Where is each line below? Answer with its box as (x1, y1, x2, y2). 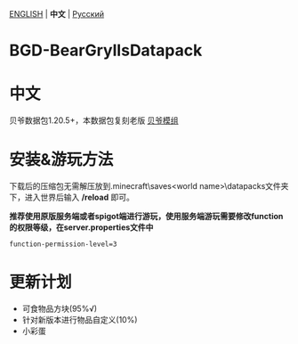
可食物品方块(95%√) (21, 303, 98, 314)
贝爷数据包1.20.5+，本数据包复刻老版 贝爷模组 (9, 115, 180, 126)
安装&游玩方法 (9, 150, 114, 170)
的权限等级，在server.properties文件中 (9, 222, 154, 233)
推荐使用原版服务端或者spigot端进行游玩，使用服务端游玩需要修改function (9, 211, 284, 222)
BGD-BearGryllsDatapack (9, 40, 203, 61)
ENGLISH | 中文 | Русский (9, 9, 105, 19)
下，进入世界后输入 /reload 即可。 (9, 192, 135, 203)
